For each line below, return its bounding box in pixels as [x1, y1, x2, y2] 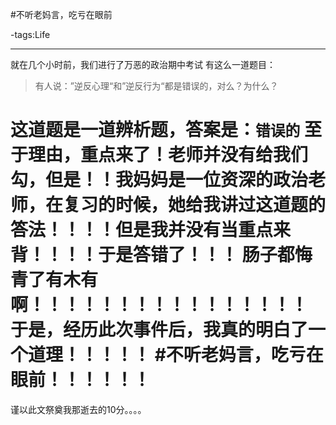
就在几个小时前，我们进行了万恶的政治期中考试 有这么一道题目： [10, 59, 276, 70]
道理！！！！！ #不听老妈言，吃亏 [28, 344, 307, 367]
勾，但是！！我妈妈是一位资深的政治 [10, 169, 309, 192]
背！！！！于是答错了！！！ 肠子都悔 [10, 244, 313, 267]
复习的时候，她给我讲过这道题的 [63, 194, 327, 217]
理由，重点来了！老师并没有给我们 [28, 144, 309, 167]
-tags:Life [10, 29, 51, 40]
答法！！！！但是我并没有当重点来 [10, 219, 292, 242]
